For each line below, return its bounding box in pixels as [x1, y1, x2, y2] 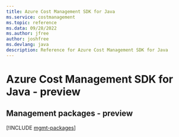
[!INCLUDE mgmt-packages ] [6, 124, 76, 131]
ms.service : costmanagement [6, 14, 76, 20]
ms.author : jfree [6, 31, 49, 37]
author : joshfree [6, 36, 49, 42]
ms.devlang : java [6, 42, 49, 48]
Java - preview [6, 85, 81, 98]
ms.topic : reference [6, 19, 57, 25]
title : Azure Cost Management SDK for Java [6, 8, 116, 15]
